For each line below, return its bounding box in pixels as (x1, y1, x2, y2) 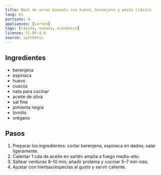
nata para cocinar (12, 88, 49, 94)
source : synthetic (5, 35, 44, 40)
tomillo (12, 109, 27, 115)
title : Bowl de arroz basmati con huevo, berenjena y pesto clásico (5, 7, 151, 12)
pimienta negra (12, 104, 44, 110)
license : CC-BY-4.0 (5, 30, 46, 35)
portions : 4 (5, 16, 30, 21)
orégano (12, 114, 30, 120)
